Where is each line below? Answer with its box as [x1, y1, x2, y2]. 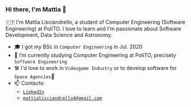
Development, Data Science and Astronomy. [5, 32, 113, 39]
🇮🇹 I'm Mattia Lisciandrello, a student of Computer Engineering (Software [5, 19, 186, 26]
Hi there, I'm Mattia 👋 [5, 5, 67, 14]
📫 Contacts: [14, 79, 45, 87]
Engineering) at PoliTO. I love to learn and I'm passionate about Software [5, 25, 182, 32]
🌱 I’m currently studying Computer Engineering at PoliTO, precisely [14, 52, 176, 59]
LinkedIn [22, 89, 45, 95]
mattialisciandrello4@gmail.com [22, 95, 102, 102]
